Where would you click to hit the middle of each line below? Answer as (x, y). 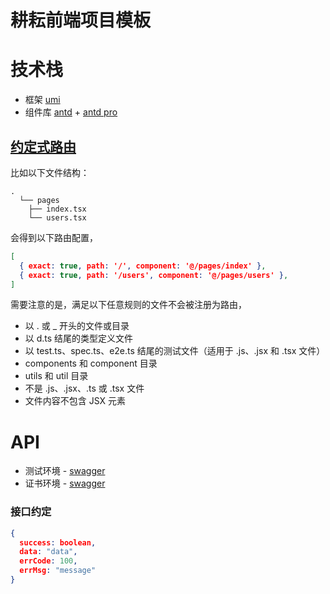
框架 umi (42, 100)
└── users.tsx (57, 217)
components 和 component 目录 (91, 363)
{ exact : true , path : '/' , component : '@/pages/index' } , (143, 266)
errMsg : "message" (58, 571)
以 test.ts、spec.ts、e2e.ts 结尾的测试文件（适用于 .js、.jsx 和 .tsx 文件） (175, 351)
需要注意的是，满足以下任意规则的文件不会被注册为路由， (128, 305)
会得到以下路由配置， (54, 237)
